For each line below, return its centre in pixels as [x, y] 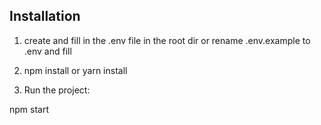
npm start [29, 109]
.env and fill [47, 51]
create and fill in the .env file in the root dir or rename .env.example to [167, 40]
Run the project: [57, 90]
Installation [45, 16]
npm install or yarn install [75, 70]
